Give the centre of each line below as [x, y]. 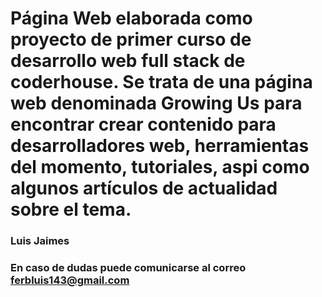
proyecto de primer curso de [131, 39]
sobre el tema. [71, 209]
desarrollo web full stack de [128, 61]
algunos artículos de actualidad [144, 188]
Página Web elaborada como [131, 18]
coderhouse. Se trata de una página [161, 82]
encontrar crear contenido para [143, 124]
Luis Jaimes [40, 241]
